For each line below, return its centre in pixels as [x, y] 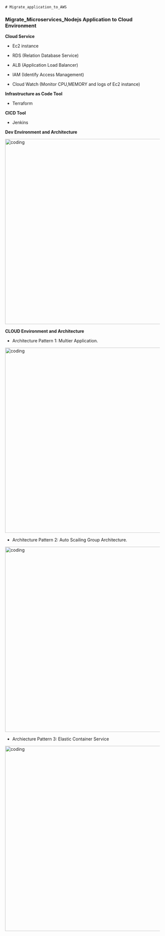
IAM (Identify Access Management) [48, 75]
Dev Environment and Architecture [41, 132]
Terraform [22, 103]
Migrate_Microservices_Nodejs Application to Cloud [69, 19]
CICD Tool [15, 113]
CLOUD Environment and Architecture [45, 331]
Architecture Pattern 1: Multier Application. [55, 341]
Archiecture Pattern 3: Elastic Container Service [61, 739]
